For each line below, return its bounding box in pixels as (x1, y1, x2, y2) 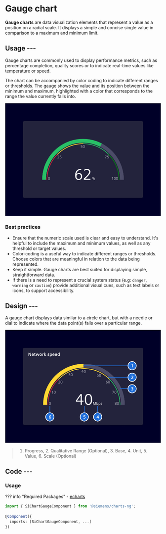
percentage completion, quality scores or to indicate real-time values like (5, 62, 154, 68)
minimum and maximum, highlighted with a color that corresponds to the (5, 88, 153, 94)
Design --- (5, 302, 38, 310)
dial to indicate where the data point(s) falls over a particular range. (5, 320, 142, 326)
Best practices (5, 224, 41, 231)
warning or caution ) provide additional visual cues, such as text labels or (12, 282, 160, 288)
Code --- (5, 467, 33, 476)
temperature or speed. (5, 68, 51, 74)
